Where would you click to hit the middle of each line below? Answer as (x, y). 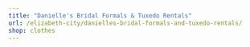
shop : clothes (32, 30)
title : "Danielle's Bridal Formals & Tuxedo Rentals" (100, 16)
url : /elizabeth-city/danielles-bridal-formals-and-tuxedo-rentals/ (125, 23)
